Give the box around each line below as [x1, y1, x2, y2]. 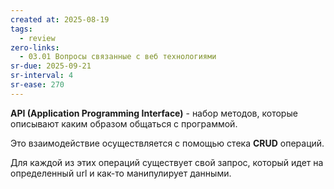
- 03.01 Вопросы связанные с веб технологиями [19, 52, 217, 62]
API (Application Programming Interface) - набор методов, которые [10, 107, 298, 119]
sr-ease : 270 [10, 80, 65, 90]
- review [19, 33, 56, 43]
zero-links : [10, 42, 60, 53]
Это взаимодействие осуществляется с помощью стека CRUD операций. [10, 137, 325, 149]
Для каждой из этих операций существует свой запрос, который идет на [10, 156, 324, 168]
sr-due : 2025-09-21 [10, 61, 92, 71]
